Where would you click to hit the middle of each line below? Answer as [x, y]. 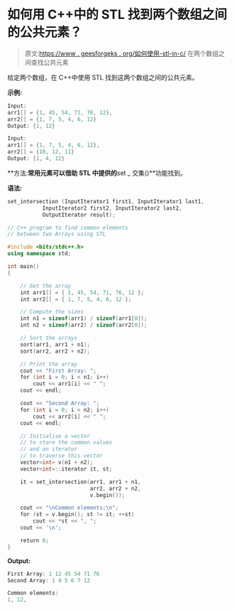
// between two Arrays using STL [57, 234]
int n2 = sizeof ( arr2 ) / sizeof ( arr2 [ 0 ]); [84, 325]
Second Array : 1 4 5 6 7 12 [49, 580]
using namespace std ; [39, 254]
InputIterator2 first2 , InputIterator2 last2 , [112, 208]
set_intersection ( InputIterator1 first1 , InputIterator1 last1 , [106, 201]
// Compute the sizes [52, 312]
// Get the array [46, 286]
